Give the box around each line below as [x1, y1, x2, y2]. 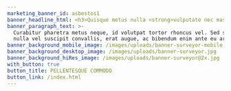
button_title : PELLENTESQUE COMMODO [7, 67, 112, 74]
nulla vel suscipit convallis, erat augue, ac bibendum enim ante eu [13, 36, 217, 42]
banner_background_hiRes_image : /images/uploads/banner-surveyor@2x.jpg [7, 55, 220, 62]
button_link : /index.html [7, 73, 81, 81]
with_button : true [7, 61, 60, 68]
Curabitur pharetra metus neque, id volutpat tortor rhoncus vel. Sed [13, 29, 220, 36]
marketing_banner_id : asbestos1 [7, 10, 100, 17]
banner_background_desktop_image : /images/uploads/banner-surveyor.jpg [7, 49, 217, 55]
